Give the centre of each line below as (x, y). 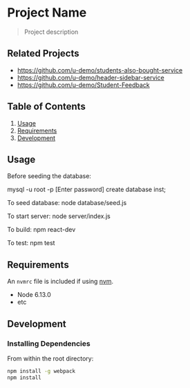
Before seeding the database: (49, 176)
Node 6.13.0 (34, 295)
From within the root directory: (50, 358)
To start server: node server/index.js (59, 216)
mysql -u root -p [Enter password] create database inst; (86, 190)
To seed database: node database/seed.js (67, 203)
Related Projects (43, 54)
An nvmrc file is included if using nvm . (60, 282)
